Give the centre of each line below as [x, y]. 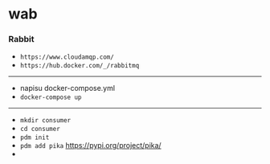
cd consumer [40, 129]
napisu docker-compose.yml [67, 88]
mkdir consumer [45, 121]
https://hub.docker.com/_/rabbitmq [80, 66]
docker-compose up [51, 97]
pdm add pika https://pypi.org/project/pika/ [91, 146]
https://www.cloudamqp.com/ [67, 57]
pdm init [35, 137]
